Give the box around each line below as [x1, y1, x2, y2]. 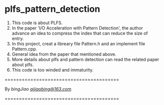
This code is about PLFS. [11, 20, 63, 26]
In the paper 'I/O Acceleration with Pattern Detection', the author [11, 25, 143, 31]
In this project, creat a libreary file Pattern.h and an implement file [11, 40, 145, 46]
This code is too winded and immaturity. [11, 67, 94, 72]
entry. [11, 35, 24, 41]
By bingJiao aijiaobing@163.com [4, 86, 72, 92]
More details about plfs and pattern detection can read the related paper [11, 56, 160, 62]
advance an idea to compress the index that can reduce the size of [11, 30, 148, 36]
